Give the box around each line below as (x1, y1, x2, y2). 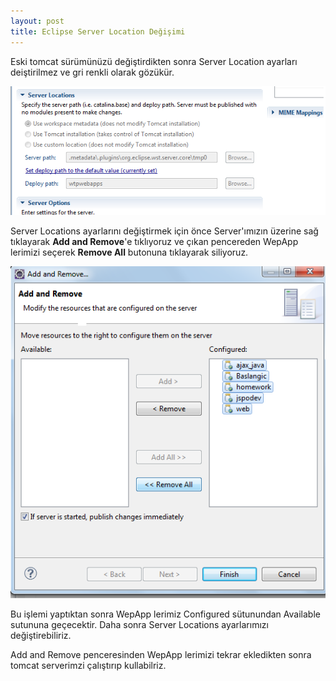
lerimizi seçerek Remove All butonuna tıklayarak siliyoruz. (10, 246, 249, 258)
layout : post (10, 16, 65, 26)
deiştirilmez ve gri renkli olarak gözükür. (10, 66, 175, 78)
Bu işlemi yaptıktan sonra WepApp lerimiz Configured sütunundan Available (10, 608, 321, 620)
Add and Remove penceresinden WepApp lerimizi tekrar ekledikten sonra (10, 649, 312, 661)
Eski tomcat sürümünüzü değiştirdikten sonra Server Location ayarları (10, 55, 298, 67)
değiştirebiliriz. (10, 630, 72, 642)
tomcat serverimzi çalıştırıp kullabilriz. (10, 660, 167, 672)
